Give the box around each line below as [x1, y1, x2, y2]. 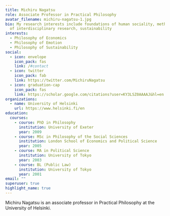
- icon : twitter [10, 69, 44, 74]
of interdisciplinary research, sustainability [10, 26, 112, 31]
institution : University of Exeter [18, 125, 94, 130]
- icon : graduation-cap [10, 82, 60, 87]
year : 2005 [18, 143, 42, 149]
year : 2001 [18, 172, 42, 177]
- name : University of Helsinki [10, 101, 78, 106]
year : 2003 [18, 157, 42, 163]
